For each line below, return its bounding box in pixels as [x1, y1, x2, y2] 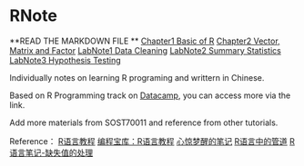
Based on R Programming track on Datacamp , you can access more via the [9, 90, 291, 101]
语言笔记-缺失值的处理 [9, 147, 94, 158]
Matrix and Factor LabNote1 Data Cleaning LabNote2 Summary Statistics [9, 44, 282, 55]
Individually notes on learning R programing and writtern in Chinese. [9, 72, 265, 83]
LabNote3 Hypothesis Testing [9, 54, 121, 65]
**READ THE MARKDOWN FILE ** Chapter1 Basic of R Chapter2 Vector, [9, 35, 280, 46]
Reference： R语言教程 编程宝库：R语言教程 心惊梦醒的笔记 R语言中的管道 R [9, 135, 296, 146]
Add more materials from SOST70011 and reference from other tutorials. [9, 117, 279, 128]
